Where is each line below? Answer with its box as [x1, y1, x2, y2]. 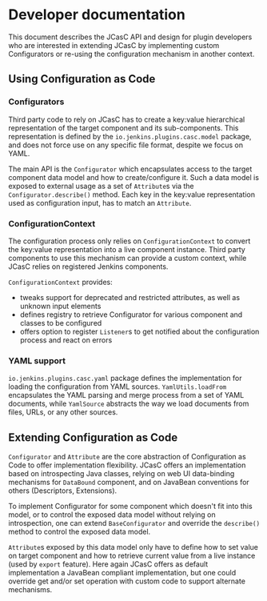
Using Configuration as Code [8, 72, 156, 86]
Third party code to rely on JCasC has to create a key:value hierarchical [8, 114, 245, 124]
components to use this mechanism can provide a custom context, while [8, 253, 247, 262]
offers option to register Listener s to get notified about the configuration [19, 327, 260, 336]
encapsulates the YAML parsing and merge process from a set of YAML [8, 391, 245, 400]
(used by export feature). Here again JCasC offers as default [8, 559, 209, 569]
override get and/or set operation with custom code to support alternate [8, 576, 246, 586]
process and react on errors [19, 335, 113, 345]
